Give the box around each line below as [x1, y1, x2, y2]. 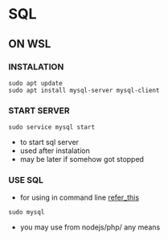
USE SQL [8, 175, 44, 186]
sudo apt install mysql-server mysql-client [8, 86, 160, 94]
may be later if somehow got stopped [19, 155, 145, 164]
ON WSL [8, 37, 51, 51]
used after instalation [19, 146, 90, 155]
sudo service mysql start [8, 123, 95, 131]
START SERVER [8, 105, 70, 116]
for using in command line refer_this [19, 192, 139, 202]
